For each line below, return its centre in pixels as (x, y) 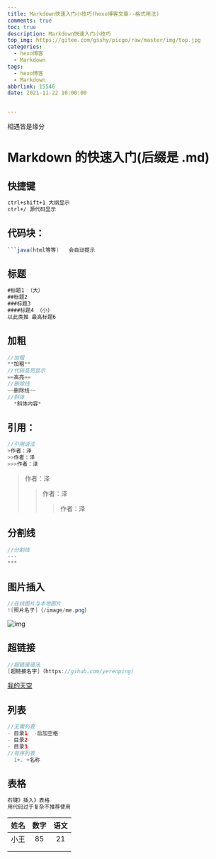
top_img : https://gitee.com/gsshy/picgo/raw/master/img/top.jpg (104, 40)
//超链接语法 (24, 664)
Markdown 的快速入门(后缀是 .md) (109, 158)
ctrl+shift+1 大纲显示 (39, 203)
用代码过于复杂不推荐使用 (39, 807)
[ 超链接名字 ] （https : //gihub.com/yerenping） (72, 671)
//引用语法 (21, 444)
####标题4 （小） (30, 310)
